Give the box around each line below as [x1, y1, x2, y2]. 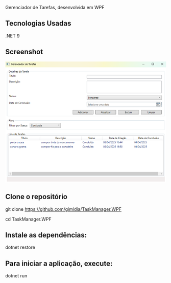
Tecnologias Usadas [5, 19, 71, 28]
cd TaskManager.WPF [5, 216, 52, 222]
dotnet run [5, 273, 28, 279]
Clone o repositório [5, 192, 68, 201]
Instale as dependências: [5, 230, 87, 240]
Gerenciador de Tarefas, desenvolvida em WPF [5, 5, 105, 10]
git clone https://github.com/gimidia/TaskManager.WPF [5, 206, 121, 212]
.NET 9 [5, 33, 20, 39]
